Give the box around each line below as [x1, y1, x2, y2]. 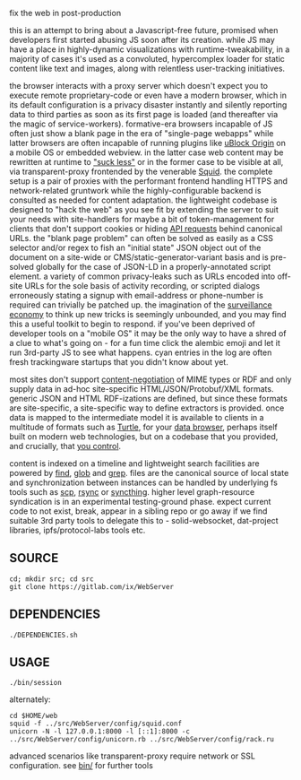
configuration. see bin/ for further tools [9, 760, 154, 771]
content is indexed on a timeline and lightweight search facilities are [9, 458, 260, 469]
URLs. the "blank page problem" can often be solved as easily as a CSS [9, 233, 273, 243]
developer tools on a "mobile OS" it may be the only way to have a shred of [9, 328, 287, 339]
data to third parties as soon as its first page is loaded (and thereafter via [9, 109, 279, 119]
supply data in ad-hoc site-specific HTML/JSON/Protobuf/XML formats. [9, 384, 274, 394]
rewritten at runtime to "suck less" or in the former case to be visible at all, [9, 157, 284, 167]
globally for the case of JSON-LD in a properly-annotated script [35, 262, 271, 272]
